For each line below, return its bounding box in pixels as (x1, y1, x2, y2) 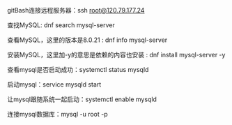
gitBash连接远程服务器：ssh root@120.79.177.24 (7, 6, 145, 14)
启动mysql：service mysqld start (7, 80, 102, 89)
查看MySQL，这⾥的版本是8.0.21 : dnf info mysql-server (7, 36, 168, 44)
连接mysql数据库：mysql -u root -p (7, 110, 108, 118)
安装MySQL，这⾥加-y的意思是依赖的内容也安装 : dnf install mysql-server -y (7, 51, 226, 59)
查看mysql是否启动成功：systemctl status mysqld (7, 66, 149, 73)
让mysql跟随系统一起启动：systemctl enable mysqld (7, 95, 157, 103)
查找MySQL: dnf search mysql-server (7, 21, 115, 29)
